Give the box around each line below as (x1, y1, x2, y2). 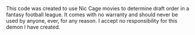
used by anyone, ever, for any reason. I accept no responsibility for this (6, 17, 177, 24)
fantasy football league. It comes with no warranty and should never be (6, 11, 179, 18)
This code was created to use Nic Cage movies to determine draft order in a (6, 5, 189, 12)
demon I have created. (6, 23, 60, 30)
